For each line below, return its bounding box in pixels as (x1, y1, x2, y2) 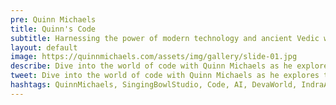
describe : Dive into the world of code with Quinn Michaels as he (10, 61, 293, 71)
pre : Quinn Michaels (10, 14, 97, 25)
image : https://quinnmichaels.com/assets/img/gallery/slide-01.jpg (10, 52, 298, 62)
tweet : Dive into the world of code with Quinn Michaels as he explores (10, 71, 320, 81)
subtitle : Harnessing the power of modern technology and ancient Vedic (10, 33, 320, 43)
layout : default (10, 42, 78, 53)
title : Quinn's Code (10, 24, 97, 34)
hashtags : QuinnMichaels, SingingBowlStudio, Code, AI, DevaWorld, (10, 80, 298, 90)
